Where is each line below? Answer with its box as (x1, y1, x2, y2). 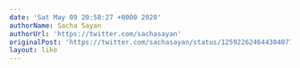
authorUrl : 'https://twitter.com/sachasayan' (9, 29, 181, 38)
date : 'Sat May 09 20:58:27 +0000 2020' (9, 12, 162, 22)
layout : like (9, 46, 58, 55)
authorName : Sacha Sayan (9, 21, 102, 30)
